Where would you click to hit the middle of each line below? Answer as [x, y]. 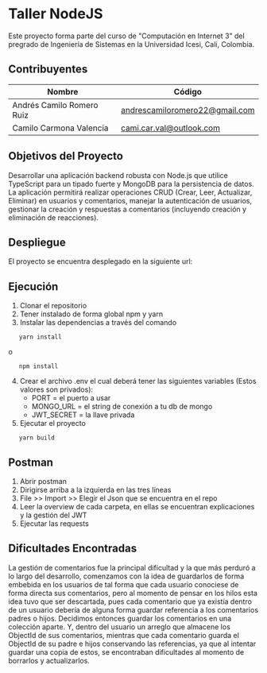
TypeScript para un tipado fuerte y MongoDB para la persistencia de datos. [131, 184]
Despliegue [37, 242]
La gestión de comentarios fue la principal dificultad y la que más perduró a [132, 567]
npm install [39, 366]
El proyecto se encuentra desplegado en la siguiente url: [101, 261]
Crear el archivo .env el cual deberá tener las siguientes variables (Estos [138, 381]
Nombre [63, 91]
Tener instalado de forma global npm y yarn [91, 314]
